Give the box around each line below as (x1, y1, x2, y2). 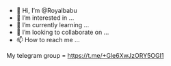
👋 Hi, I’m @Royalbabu (16, 7, 77, 14)
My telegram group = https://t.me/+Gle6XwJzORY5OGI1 (6, 52, 164, 59)
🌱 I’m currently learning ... (16, 21, 90, 29)
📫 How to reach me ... (16, 36, 80, 44)
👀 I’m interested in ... (16, 14, 75, 22)
